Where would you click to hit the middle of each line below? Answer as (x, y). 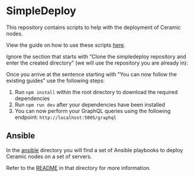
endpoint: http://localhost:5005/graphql (65, 117)
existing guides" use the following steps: (56, 81)
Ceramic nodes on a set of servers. (49, 156)
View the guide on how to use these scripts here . (66, 45)
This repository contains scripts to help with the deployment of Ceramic (94, 27)
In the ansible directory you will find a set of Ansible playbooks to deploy (95, 150)
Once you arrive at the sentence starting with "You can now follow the (92, 74)
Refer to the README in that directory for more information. (78, 168)
